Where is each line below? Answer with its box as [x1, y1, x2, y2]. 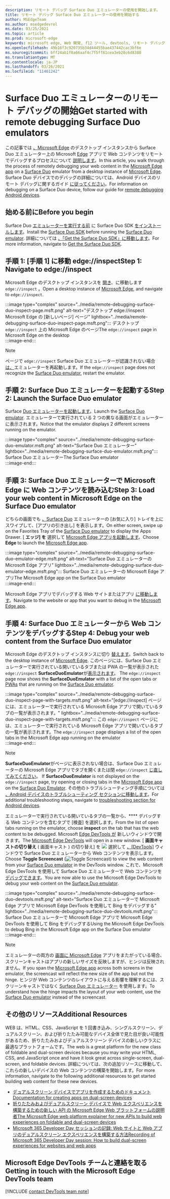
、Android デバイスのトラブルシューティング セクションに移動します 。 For [5, 792, 159, 797]
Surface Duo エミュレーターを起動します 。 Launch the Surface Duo [5, 408, 145, 415]
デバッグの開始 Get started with [16, 105, 148, 117]
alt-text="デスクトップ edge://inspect [66, 307, 145, 313]
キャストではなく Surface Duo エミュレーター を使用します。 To [22, 983, 155, 989]
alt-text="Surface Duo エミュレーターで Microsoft [56, 896, 160, 902]
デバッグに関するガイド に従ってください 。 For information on [19, 181, 148, 187]
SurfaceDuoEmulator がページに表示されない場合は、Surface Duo [5, 761, 143, 766]
